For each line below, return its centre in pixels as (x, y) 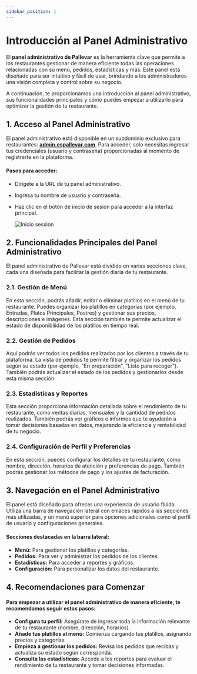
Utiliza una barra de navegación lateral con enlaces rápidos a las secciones (97, 511)
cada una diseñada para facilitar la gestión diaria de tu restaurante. (87, 272)
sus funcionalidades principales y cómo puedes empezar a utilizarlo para (95, 99)
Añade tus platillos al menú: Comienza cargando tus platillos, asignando (103, 634)
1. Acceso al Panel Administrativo (68, 124)
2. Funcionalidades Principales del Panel (82, 243)
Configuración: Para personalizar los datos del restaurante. (87, 569)
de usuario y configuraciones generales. (55, 523)
